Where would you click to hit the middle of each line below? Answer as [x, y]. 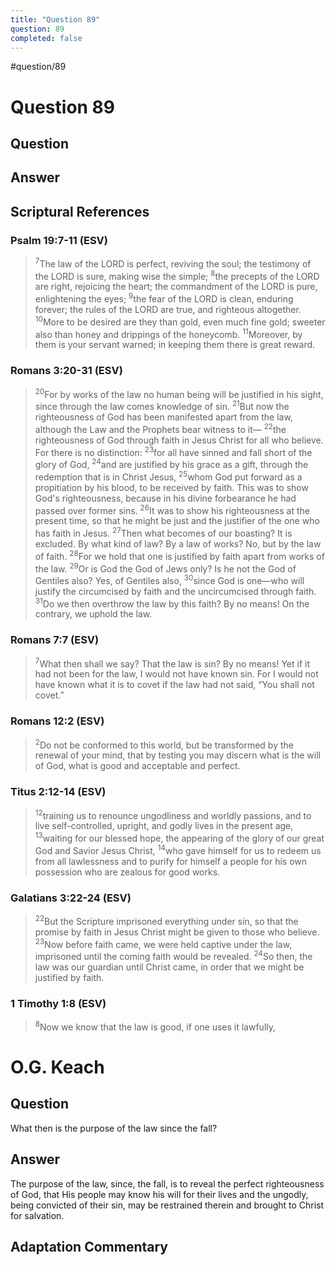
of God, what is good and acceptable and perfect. [137, 766]
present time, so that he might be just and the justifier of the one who [177, 521]
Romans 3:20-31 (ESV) [66, 371]
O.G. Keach [57, 1067]
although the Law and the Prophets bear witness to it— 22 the [160, 428]
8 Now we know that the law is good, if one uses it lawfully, [155, 1026]
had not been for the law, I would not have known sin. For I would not [176, 674]
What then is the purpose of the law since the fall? [114, 1128]
